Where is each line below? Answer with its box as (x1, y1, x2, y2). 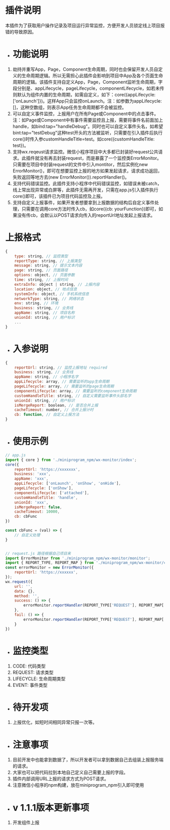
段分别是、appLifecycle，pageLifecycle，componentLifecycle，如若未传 (12, 85, 164, 91)
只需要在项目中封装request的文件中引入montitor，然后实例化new (12, 161, 148, 168)
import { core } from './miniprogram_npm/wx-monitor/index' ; (5, 457, 137, 462)
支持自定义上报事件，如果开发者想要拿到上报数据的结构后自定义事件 (12, 199, 155, 206)
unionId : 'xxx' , (14, 500, 49, 505)
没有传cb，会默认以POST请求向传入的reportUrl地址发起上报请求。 (17, 212, 155, 218)
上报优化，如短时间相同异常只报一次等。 (12, 719, 97, 725)
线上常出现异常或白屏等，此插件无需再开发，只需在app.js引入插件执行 (12, 186, 158, 193)
